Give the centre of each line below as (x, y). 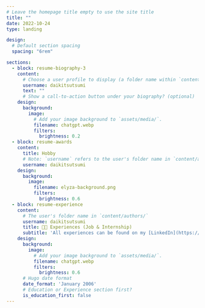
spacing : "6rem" (32, 52)
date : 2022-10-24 (28, 23)
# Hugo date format (47, 279)
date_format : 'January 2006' (59, 284)
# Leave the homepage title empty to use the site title (80, 12)
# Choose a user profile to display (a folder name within (99, 79)
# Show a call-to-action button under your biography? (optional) (109, 97)
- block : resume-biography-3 (49, 68)
